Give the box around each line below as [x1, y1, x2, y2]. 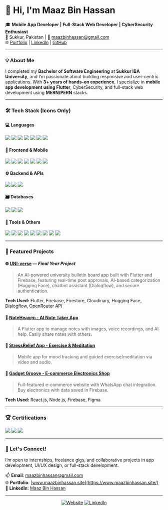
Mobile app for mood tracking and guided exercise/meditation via [17, 353, 152, 359]
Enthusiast [5, 29, 28, 35]
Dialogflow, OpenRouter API [5, 303, 62, 309]
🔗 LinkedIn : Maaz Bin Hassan [5, 485, 66, 491]
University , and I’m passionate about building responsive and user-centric [5, 74, 158, 80]
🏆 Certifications [5, 414, 46, 421]
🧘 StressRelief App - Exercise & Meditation [5, 342, 95, 348]
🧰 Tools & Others [5, 219, 41, 225]
